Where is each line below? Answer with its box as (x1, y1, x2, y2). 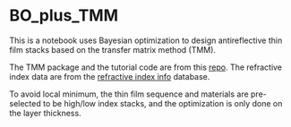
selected (9, 97, 42, 108)
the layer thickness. (9, 107, 82, 118)
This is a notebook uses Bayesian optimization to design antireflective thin (9, 35, 283, 46)
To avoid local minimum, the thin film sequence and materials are (9, 89, 249, 99)
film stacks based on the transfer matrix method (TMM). (9, 44, 217, 55)
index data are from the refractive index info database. (9, 71, 210, 81)
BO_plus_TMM (9, 5, 119, 26)
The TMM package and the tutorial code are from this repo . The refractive (9, 62, 283, 72)
